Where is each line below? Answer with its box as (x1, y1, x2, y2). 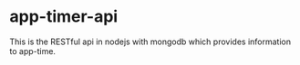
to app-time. (9, 45, 57, 56)
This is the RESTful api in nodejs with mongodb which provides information (9, 36, 292, 47)
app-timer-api (9, 6, 119, 27)
